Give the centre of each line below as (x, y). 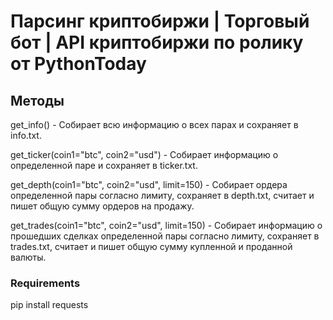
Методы (37, 100)
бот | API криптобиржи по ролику (157, 42)
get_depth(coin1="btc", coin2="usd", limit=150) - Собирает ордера (149, 184)
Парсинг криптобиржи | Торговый (160, 21)
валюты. (28, 257)
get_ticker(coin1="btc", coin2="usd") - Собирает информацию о (144, 154)
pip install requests (49, 305)
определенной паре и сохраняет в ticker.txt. (104, 165)
